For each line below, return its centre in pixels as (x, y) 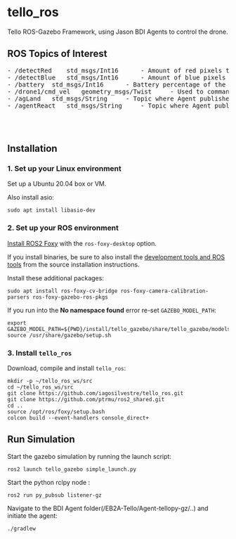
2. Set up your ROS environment (63, 228)
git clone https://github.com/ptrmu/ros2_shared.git (86, 400)
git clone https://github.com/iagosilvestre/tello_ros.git (96, 394)
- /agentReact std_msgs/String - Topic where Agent (109, 105)
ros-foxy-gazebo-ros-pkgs (71, 297)
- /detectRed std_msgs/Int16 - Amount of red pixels (115, 70)
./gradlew (22, 528)
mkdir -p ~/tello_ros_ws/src (50, 381)
